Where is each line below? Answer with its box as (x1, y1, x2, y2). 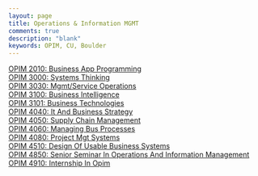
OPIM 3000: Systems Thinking (8, 73, 111, 82)
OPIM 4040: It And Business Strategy (8, 107, 133, 117)
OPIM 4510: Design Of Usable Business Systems (8, 141, 171, 151)
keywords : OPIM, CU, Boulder (8, 42, 107, 50)
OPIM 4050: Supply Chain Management (8, 115, 142, 125)
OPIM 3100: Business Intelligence (8, 90, 120, 99)
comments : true (8, 27, 60, 35)
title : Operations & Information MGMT (8, 19, 139, 27)
